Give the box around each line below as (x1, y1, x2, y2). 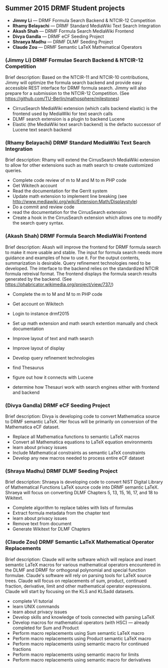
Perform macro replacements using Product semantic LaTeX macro (12, 635, 151, 641)
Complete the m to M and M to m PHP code (12, 291, 103, 297)
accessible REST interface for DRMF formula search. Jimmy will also (5, 85, 146, 91)
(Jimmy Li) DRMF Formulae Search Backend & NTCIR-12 (5, 56, 144, 63)
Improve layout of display (12, 345, 65, 351)
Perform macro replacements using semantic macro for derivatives (12, 656, 151, 662)
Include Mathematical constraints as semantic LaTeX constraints (12, 450, 145, 456)
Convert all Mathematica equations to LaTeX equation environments (12, 439, 153, 445)
